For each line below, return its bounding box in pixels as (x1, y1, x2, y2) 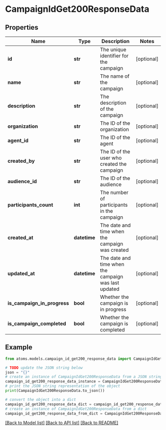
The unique (100, 46, 127, 53)
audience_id (7, 178, 37, 185)
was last (100, 280, 120, 286)
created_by (7, 157, 35, 164)
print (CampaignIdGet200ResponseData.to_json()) (5, 388, 105, 393)
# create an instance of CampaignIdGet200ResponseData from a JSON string (5, 375, 163, 380)
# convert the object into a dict (5, 397, 77, 402)
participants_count (7, 201, 53, 208)
